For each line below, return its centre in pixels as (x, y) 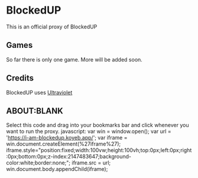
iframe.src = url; (91, 163)
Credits (20, 78)
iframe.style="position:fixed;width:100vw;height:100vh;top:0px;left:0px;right (99, 150)
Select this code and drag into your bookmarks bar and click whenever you (98, 125)
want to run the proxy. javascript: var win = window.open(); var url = (89, 131)
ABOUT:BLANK (35, 111)
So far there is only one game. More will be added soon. (74, 59)
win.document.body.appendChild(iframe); (57, 169)
